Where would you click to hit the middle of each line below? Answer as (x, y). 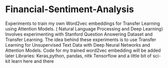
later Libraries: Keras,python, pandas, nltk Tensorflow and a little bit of (78, 56)
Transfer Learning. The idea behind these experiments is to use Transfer (81, 40)
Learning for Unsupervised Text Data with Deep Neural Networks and (78, 45)
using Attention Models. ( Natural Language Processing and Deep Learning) (84, 28)
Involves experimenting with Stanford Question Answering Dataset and (79, 34)
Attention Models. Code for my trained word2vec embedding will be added (83, 50)
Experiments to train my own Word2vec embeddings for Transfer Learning (83, 23)
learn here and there (33, 61)
